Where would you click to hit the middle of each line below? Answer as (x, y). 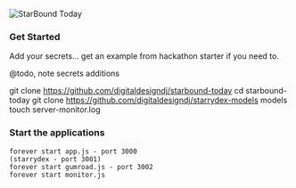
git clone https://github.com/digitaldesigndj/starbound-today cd (127, 91)
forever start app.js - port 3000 (74, 151)
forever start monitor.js (57, 175)
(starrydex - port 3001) (55, 159)
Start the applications (57, 133)
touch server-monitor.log (55, 110)
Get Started (35, 37)
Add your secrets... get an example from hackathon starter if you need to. (144, 56)
